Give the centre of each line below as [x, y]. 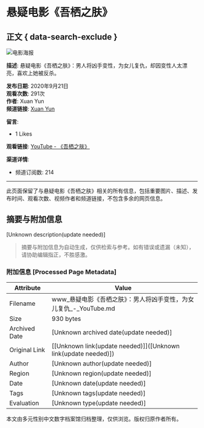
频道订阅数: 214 [35, 172]
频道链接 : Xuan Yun [31, 109]
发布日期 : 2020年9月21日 [37, 86]
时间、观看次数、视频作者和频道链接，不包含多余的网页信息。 [88, 198]
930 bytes [66, 319]
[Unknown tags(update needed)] [98, 393]
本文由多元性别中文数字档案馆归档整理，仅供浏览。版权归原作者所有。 [94, 419]
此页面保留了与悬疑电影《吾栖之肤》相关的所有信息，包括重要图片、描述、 [99, 191]
